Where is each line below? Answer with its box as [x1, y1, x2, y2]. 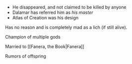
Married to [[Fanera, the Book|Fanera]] [5, 44, 84, 49]
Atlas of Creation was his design [12, 15, 78, 20]
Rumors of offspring [5, 53, 46, 59]
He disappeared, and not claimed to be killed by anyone [12, 4, 127, 10]
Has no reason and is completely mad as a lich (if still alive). [5, 24, 128, 30]
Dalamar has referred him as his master [12, 9, 93, 15]
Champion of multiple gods [5, 34, 61, 40]
